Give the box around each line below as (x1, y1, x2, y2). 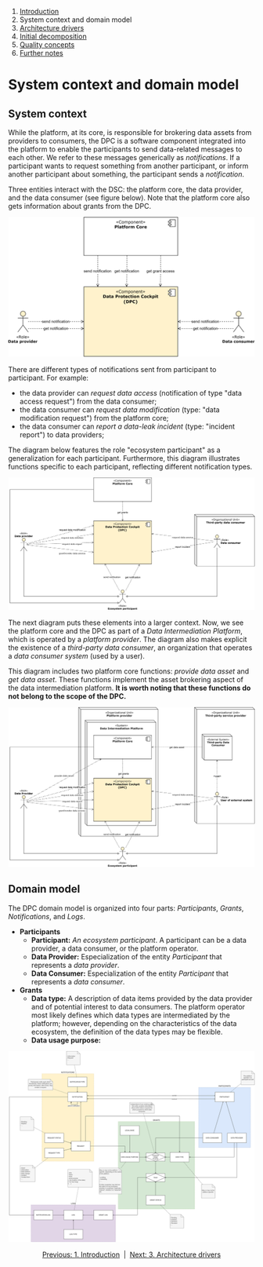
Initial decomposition (19, 31, 88, 41)
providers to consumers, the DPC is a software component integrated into (8, 137, 247, 145)
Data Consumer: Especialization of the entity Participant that (31, 969, 229, 978)
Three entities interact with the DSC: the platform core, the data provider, (8, 184, 243, 194)
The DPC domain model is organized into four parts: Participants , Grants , (8, 903, 244, 913)
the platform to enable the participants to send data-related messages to (8, 144, 243, 154)
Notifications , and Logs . (8, 911, 86, 921)
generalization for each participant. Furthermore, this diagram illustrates (8, 454, 240, 463)
